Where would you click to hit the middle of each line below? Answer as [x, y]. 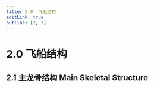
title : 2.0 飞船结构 [31, 12]
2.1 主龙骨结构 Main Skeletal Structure [77, 78]
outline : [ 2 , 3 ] [26, 23]
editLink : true [25, 17]
